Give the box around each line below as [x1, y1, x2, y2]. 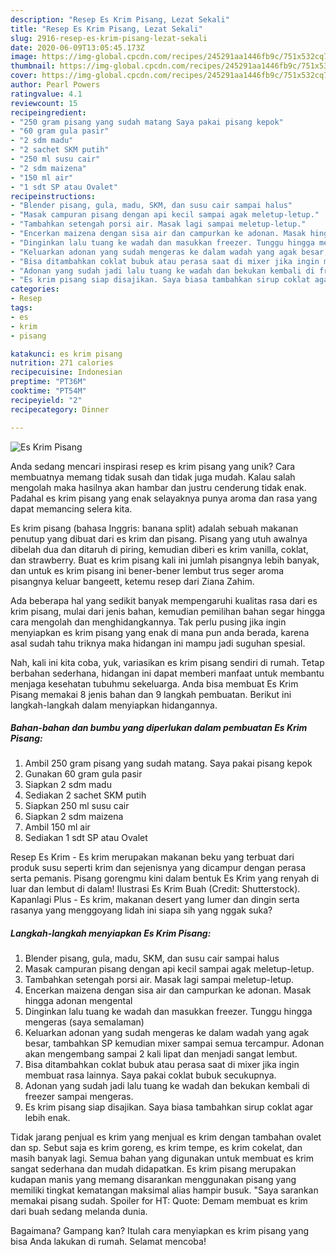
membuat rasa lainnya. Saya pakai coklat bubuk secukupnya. [24, 1069, 277, 1081]
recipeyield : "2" [10, 395, 83, 405]
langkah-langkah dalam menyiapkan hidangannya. [10, 699, 218, 711]
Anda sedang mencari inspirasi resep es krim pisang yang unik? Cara [10, 460, 296, 472]
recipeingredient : [10, 107, 87, 118]
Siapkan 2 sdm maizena [24, 811, 124, 823]
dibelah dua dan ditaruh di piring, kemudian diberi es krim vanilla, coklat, [10, 543, 309, 555]
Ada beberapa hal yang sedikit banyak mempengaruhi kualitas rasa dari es [10, 594, 318, 606]
